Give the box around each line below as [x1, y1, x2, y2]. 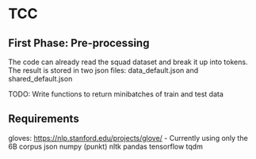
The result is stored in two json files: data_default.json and [8, 66, 199, 75]
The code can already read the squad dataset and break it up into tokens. [8, 57, 248, 66]
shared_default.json [8, 74, 73, 83]
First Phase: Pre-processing [8, 36, 150, 50]
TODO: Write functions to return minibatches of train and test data [8, 89, 224, 99]
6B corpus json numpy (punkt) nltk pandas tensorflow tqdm [8, 142, 204, 151]
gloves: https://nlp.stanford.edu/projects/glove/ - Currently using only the [8, 133, 248, 142]
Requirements [8, 112, 79, 126]
